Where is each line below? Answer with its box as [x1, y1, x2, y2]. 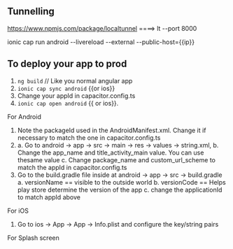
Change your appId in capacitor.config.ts [17, 91, 136, 100]
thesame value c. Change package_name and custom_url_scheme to [17, 155, 216, 164]
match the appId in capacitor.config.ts [17, 163, 127, 171]
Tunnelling [7, 6, 55, 17]
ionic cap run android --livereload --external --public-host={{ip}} [7, 38, 195, 46]
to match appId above [17, 192, 80, 201]
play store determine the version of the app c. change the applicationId [17, 185, 223, 194]
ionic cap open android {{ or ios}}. [17, 99, 119, 107]
